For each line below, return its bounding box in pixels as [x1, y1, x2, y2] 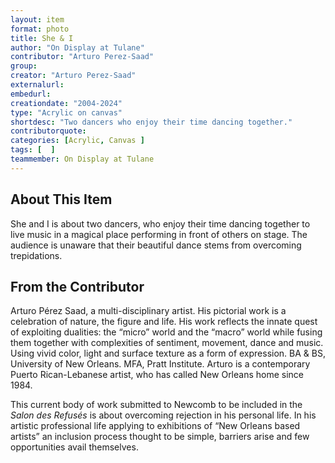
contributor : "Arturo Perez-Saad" [10, 52, 155, 62]
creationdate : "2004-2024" [10, 98, 123, 108]
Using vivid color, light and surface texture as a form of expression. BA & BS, [10, 347, 326, 360]
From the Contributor [10, 278, 145, 295]
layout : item [10, 14, 65, 25]
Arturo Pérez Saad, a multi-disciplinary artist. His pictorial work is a [10, 305, 287, 317]
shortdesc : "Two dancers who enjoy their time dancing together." [10, 117, 293, 127]
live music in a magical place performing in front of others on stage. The [10, 228, 308, 240]
